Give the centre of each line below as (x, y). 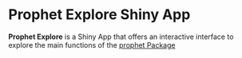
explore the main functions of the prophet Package (92, 44)
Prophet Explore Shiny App (99, 15)
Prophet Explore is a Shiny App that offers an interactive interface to (121, 37)
